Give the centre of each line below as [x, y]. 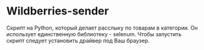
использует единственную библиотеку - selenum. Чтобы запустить [94, 34]
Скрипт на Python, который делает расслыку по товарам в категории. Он [102, 28]
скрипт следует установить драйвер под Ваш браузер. [78, 40]
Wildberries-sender [57, 11]
